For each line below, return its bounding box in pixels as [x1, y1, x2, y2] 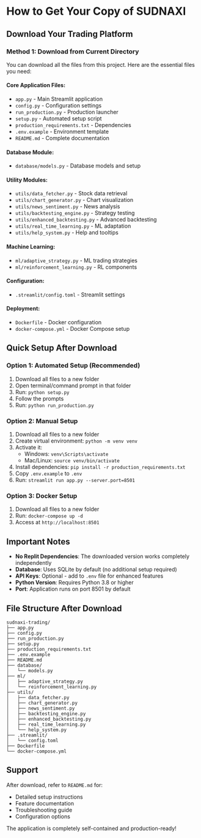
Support [6, 765, 38, 775]
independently [15, 559, 52, 567]
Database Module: [6, 149, 54, 156]
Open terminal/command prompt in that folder [15, 382, 131, 389]
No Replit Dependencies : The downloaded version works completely [15, 553, 190, 560]
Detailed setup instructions [15, 793, 84, 801]
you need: [6, 68, 32, 75]
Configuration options [15, 812, 70, 820]
